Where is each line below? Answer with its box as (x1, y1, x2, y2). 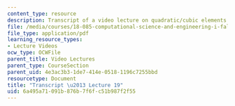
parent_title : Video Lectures (7, 56, 96, 63)
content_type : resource (7, 10, 77, 17)
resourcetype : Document (7, 75, 77, 82)
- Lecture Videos (7, 43, 58, 50)
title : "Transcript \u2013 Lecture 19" (7, 82, 124, 89)
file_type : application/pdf (7, 29, 90, 37)
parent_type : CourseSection (7, 62, 90, 69)
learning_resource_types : (7, 36, 83, 43)
